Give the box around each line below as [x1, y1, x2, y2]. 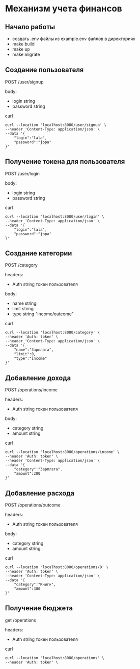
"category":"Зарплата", [14, 467, 63, 472]
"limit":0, [14, 352, 36, 357]
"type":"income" [14, 356, 48, 361]
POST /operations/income [5, 387, 58, 393]
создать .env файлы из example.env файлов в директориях [12, 36, 136, 42]
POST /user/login [5, 170, 40, 176]
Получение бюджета [5, 604, 73, 613]
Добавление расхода [5, 489, 75, 497]
